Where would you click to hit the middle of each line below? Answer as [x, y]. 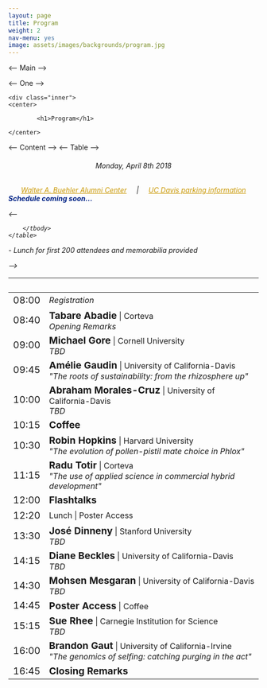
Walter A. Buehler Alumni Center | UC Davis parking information [133, 190]
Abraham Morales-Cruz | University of [132, 390]
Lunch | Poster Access [91, 515]
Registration [72, 300]
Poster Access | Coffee [99, 606]
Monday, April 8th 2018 [133, 165]
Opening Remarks [83, 326]
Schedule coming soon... [50, 199]
